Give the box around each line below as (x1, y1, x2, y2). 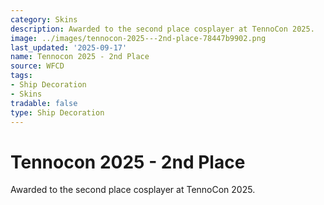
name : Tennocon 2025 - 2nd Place (10, 52, 150, 62)
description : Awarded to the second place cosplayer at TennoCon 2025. (10, 24, 315, 34)
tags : (10, 71, 33, 81)
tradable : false (10, 98, 78, 108)
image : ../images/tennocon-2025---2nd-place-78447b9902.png (10, 33, 267, 43)
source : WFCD (10, 61, 65, 71)
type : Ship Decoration (10, 107, 105, 118)
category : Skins (10, 14, 78, 25)
